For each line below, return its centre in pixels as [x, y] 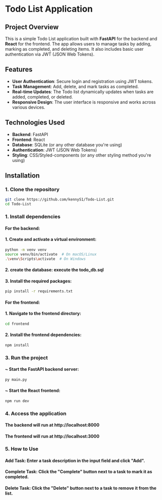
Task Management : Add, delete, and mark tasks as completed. [75, 86]
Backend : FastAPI [30, 134]
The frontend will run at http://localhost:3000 [52, 436]
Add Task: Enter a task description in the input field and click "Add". [75, 460]
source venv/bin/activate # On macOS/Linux [51, 254]
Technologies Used [35, 123]
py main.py [16, 380]
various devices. [28, 107]
